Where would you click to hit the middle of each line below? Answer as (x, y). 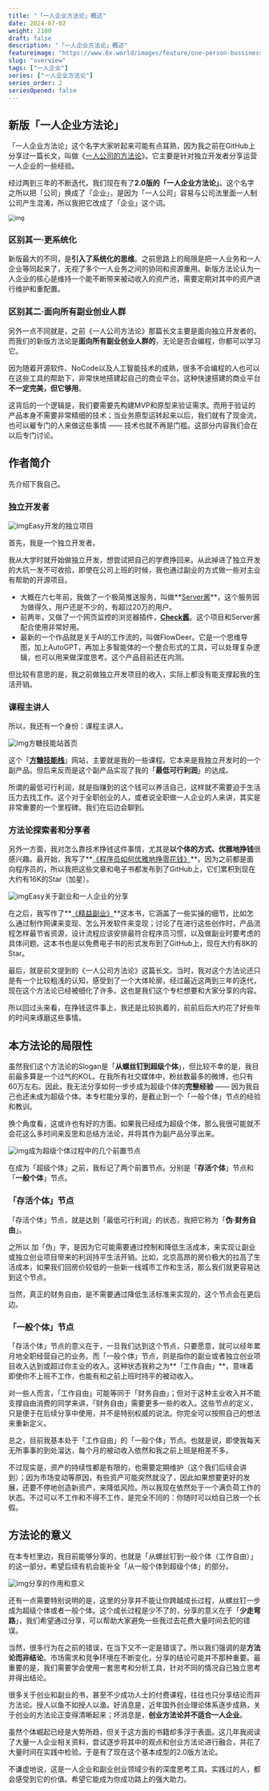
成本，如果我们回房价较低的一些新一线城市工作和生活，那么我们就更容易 (134, 1267)
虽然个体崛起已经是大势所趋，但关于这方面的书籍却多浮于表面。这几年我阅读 (134, 1732)
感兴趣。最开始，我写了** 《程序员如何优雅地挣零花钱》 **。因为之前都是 (128, 859)
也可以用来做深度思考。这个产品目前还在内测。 (111, 657)
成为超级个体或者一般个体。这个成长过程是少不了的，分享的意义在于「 (124, 1610)
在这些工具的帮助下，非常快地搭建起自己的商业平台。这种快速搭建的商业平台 (134, 377)
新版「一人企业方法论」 (66, 125)
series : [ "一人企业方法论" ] (51, 75)
